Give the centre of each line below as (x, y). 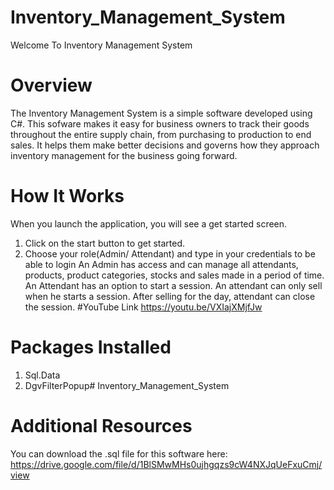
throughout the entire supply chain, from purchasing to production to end (161, 134)
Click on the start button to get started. (105, 243)
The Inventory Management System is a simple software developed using (161, 113)
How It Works (67, 196)
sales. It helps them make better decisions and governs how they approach (165, 145)
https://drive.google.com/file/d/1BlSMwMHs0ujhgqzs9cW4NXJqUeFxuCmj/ (166, 464)
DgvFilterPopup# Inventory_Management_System (127, 385)
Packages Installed (91, 347)
